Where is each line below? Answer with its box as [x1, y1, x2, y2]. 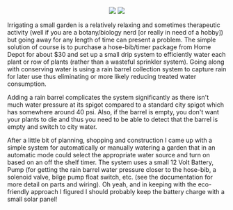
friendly [7, 188, 30, 195]
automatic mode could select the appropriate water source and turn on [7, 151, 210, 159]
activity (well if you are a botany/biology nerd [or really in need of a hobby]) [7, 28, 224, 36]
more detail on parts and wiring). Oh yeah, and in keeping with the [7, 180, 197, 189]
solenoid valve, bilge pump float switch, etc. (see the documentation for [7, 173, 214, 181]
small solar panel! [7, 195, 58, 203]
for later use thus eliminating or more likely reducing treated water [7, 73, 197, 80]
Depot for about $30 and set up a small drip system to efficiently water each [7, 51, 226, 58]
